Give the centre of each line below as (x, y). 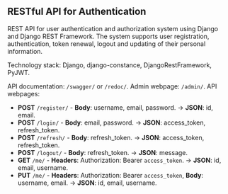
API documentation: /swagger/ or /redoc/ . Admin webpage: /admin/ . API (112, 86)
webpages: (24, 93)
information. (25, 51)
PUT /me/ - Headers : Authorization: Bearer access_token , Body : (110, 175)
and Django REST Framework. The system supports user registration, (108, 36)
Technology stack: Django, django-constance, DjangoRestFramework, (110, 65)
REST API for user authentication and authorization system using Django (113, 28)
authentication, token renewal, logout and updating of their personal (107, 44)
